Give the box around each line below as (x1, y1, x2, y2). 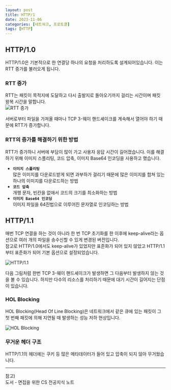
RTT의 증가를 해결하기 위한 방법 (5, 136, 78, 143)
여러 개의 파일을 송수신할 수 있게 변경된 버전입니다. (18, 237, 120, 243)
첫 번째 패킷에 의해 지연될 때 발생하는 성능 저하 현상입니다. (5, 314, 121, 321)
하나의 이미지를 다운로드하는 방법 (12, 178, 78, 184)
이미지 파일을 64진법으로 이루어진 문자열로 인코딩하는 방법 (12, 201, 129, 207)
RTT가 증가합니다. (14, 122, 51, 128)
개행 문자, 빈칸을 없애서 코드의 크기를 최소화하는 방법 (12, 189, 118, 196)
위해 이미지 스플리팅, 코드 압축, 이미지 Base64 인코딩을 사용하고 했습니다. (14, 155, 161, 161)
